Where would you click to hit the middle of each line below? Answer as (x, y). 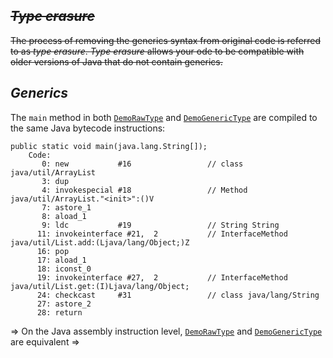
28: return (59, 312)
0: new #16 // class (142, 164)
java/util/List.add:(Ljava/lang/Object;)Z (100, 242)
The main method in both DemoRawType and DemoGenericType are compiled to (164, 117)
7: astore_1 (66, 207)
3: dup (55, 181)
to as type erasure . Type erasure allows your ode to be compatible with (157, 51)
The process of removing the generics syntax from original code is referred (165, 40)
